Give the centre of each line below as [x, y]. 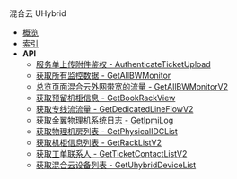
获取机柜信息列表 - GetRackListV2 [98, 142]
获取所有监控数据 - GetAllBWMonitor [103, 75]
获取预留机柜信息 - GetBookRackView [105, 98]
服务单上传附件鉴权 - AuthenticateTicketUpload [123, 64]
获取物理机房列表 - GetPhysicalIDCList [106, 131]
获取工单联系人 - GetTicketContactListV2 [111, 153]
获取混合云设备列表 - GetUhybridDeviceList [116, 165]
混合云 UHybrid [38, 13]
